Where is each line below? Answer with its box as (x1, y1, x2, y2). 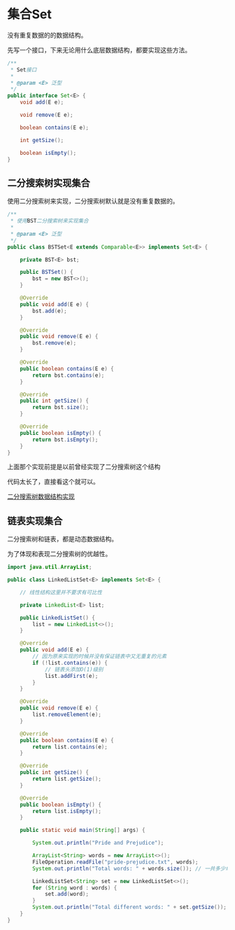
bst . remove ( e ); (32, 340, 77, 347)
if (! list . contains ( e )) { (32, 659, 108, 666)
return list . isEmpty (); (32, 807, 101, 814)
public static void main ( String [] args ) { (20, 827, 145, 834)
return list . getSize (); (32, 775, 101, 783)
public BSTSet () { (20, 269, 73, 276)
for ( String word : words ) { (32, 884, 117, 891)
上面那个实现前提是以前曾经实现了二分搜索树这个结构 (7, 463, 161, 471)
